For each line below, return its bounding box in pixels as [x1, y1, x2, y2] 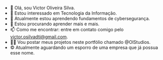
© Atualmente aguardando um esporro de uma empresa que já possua [10, 44, 158, 50]
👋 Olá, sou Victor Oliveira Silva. [10, 5, 75, 11]
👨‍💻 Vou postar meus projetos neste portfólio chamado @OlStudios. [10, 39, 151, 45]
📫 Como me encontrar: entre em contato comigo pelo [10, 27, 124, 32]
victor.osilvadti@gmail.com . [10, 34, 69, 40]
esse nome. [10, 50, 35, 55]
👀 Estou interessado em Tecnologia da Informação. [10, 10, 117, 16]
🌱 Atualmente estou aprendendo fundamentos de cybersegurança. [10, 16, 150, 21]
